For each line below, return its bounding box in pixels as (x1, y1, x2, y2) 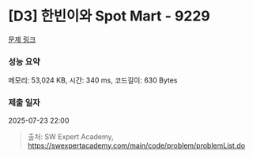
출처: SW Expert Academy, (27, 131, 114, 141)
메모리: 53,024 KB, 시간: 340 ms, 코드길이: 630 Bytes (8, 75, 178, 85)
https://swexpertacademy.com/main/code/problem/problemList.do (27, 141, 246, 150)
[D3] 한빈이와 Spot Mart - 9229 (8, 7, 211, 25)
